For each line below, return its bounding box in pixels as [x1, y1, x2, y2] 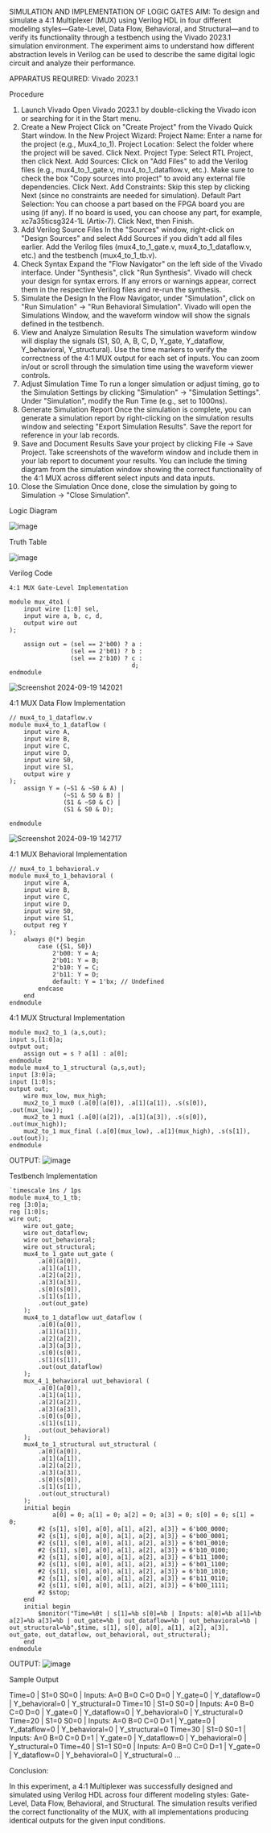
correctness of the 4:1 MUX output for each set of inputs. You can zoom [20, 354, 260, 363]
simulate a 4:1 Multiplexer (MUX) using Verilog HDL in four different [9, 15, 232, 25]
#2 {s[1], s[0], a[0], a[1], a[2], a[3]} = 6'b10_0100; [38, 1546, 229, 1554]
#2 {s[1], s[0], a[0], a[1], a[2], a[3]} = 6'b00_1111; [38, 1582, 229, 1590]
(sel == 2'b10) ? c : [70, 654, 143, 662]
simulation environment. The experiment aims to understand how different [9, 41, 255, 51]
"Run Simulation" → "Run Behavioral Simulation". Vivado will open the [20, 302, 252, 311]
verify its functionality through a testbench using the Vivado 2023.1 [9, 32, 232, 42]
